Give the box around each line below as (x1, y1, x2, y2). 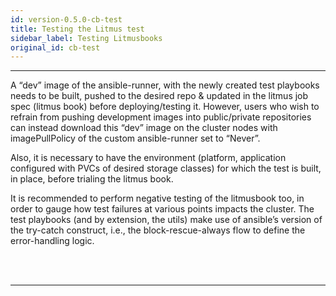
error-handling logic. (10, 235, 95, 247)
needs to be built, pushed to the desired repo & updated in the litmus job (10, 90, 309, 102)
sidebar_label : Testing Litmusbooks (10, 33, 163, 43)
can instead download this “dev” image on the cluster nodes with (10, 122, 278, 134)
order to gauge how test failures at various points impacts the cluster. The (10, 203, 315, 215)
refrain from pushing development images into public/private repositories (10, 111, 312, 123)
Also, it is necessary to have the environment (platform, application (10, 152, 287, 164)
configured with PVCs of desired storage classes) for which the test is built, (10, 162, 322, 175)
